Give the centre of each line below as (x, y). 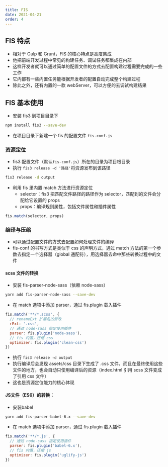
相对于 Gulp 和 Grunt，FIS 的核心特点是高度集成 (62, 54)
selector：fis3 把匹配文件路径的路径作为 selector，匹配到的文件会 (88, 194)
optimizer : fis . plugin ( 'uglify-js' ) (48, 455)
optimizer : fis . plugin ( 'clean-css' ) (48, 342)
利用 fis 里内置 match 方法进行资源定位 (53, 188)
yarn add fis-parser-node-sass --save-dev (50, 295)
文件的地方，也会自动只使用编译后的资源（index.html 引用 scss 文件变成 (87, 370)
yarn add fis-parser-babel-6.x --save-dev (50, 417)
